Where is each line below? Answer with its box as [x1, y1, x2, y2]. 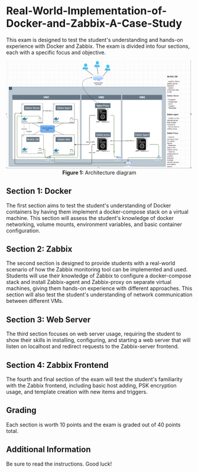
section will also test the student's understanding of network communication [6, 291, 193, 298]
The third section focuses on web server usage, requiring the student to [6, 330, 181, 338]
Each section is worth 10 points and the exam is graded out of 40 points [6, 421, 181, 428]
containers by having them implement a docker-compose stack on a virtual [6, 208, 189, 215]
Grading [6, 405, 37, 415]
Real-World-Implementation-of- [6, 4, 167, 18]
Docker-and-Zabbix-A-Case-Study [6, 17, 182, 30]
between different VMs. [6, 298, 64, 305]
